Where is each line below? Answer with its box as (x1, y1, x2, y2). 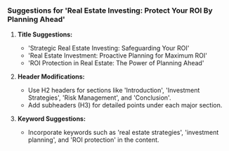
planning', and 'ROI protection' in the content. (27, 136, 159, 144)
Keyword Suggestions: (17, 114, 86, 123)
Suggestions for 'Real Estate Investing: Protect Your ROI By (7, 6, 213, 15)
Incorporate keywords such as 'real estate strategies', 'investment (27, 129, 219, 137)
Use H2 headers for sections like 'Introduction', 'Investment (27, 86, 200, 95)
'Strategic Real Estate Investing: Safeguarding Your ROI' (27, 44, 190, 53)
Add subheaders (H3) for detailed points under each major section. (27, 101, 223, 110)
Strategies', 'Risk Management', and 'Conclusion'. (27, 93, 171, 102)
